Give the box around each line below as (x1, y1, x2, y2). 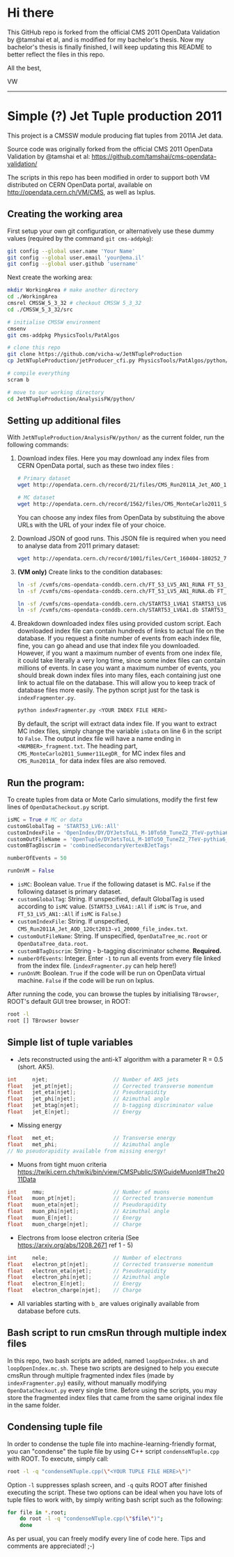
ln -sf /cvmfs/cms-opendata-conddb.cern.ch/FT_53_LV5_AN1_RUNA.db (17, 587, 214, 594)
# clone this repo (7, 344, 61, 352)
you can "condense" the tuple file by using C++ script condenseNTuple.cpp (7, 1447, 219, 1455)
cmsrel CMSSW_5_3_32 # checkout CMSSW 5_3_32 (7, 300, 141, 307)
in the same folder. (7, 1401, 61, 1409)
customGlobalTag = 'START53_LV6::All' (7, 822, 120, 829)
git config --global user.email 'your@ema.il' (7, 254, 145, 261)
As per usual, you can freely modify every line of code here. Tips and (7, 1535, 206, 1543)
